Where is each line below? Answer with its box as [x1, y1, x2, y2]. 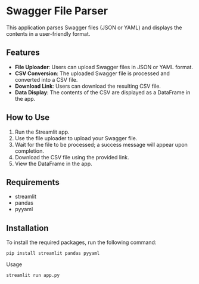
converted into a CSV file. [14, 76, 78, 83]
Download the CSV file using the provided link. [14, 153, 129, 160]
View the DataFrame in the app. [14, 160, 92, 167]
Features [6, 48, 40, 58]
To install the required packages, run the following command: [6, 239, 157, 246]
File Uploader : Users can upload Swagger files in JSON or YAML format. [14, 63, 194, 70]
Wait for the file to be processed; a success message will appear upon [14, 141, 188, 148]
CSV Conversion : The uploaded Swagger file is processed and [14, 70, 170, 77]
